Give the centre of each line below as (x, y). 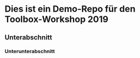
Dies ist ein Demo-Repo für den (70, 9)
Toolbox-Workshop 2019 (57, 19)
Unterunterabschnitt (30, 51)
